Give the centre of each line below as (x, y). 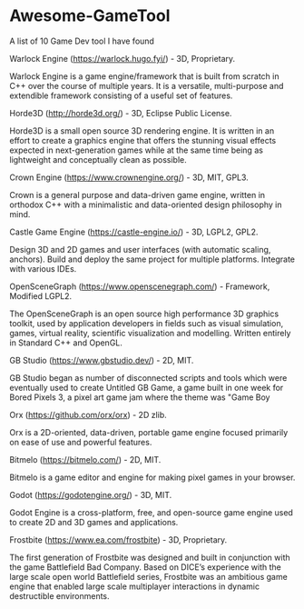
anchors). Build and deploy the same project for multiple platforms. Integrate (152, 259)
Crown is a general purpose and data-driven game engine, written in (137, 195)
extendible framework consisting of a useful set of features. (121, 95)
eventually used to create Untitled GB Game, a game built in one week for (147, 387)
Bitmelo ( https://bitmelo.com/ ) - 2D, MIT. (85, 459)
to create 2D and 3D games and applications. (94, 522)
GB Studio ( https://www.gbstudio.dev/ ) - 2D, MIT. (102, 360)
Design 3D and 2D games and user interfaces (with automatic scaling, (140, 249)
